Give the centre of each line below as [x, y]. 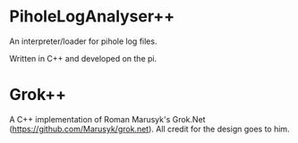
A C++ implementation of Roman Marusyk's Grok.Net [107, 119]
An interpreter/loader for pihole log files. [83, 41]
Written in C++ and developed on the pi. [83, 58]
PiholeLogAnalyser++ [92, 17]
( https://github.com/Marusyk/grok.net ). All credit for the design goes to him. [149, 129]
